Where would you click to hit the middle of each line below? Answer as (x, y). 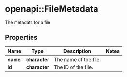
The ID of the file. (74, 67)
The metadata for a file (28, 22)
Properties (21, 38)
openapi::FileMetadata (52, 9)
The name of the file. (77, 59)
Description (77, 51)
